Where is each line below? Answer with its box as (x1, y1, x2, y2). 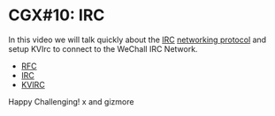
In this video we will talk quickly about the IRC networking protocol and (8, 34, 267, 45)
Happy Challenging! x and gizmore (8, 96, 134, 106)
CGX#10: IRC (8, 5, 105, 25)
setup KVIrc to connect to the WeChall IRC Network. (8, 43, 198, 54)
